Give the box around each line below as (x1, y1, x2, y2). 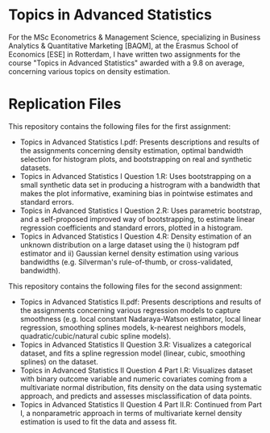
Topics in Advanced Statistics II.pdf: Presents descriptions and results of (19, 297, 262, 306)
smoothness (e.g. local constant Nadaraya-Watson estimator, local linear (19, 314, 262, 323)
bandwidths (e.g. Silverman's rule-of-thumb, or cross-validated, (19, 256, 234, 267)
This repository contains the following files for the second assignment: (8, 281, 243, 291)
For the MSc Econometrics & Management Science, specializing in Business (8, 32, 261, 42)
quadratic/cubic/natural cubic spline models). (19, 331, 172, 340)
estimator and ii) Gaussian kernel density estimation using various (19, 248, 239, 258)
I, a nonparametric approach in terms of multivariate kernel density (19, 408, 243, 418)
